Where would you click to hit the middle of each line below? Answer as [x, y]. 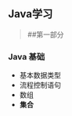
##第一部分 [45, 34]
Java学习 [31, 14]
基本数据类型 [40, 75]
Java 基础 [27, 56]
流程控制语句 [40, 85]
